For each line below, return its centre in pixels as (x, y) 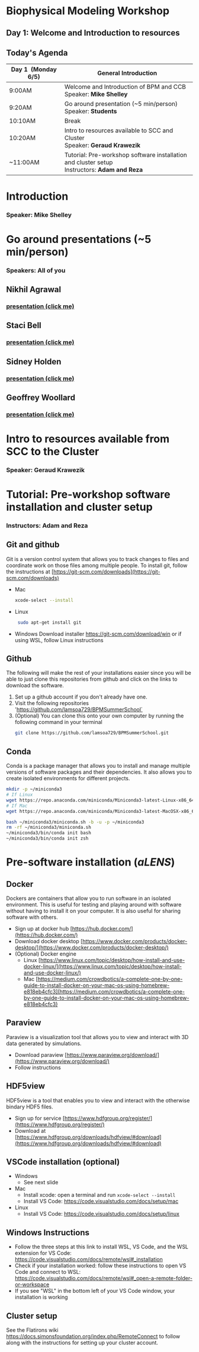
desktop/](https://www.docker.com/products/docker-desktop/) (92, 948)
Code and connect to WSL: (48, 1272)
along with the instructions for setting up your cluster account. (82, 1343)
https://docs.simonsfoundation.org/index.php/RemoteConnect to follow (93, 1337)
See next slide (41, 1183)
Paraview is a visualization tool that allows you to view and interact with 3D (97, 1037)
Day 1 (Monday (34, 69)
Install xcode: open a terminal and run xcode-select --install (99, 1195)
